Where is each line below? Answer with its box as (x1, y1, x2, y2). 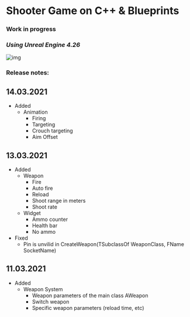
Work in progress (6, 25, 57, 33)
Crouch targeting (32, 127, 73, 134)
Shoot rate (32, 203, 57, 210)
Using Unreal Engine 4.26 (6, 41, 81, 49)
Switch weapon (32, 298, 70, 305)
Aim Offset (32, 134, 58, 141)
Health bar (32, 221, 58, 229)
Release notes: (6, 69, 50, 77)
